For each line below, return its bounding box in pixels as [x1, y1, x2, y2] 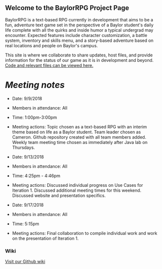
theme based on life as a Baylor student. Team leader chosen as [12, 129, 141, 135]
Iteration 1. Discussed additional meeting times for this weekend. [12, 187, 142, 193]
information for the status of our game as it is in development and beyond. [5, 57, 154, 63]
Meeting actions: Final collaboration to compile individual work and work [12, 230, 158, 236]
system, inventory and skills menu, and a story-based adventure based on [5, 37, 154, 43]
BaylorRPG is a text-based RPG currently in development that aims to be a [5, 17, 153, 22]
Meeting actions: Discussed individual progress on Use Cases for [12, 182, 144, 188]
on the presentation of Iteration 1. [12, 235, 79, 241]
